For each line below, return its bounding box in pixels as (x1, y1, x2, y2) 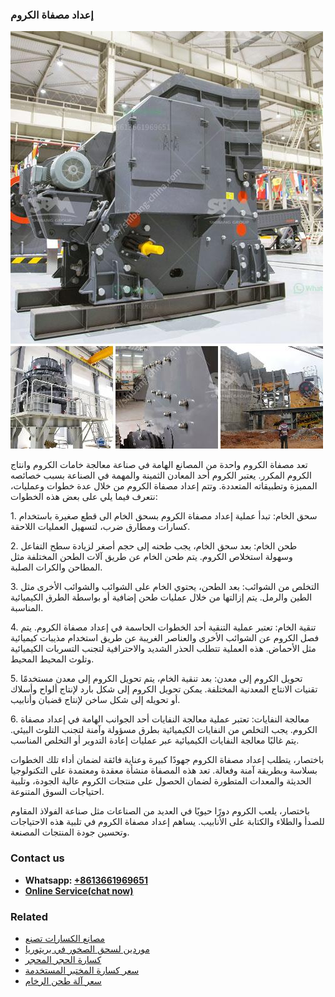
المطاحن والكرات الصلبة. (10, 561, 103, 573)
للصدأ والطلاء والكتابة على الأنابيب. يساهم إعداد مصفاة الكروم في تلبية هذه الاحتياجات (10, 816, 325, 828)
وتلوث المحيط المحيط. (10, 653, 95, 665)
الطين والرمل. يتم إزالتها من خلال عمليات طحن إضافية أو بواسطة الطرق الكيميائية (10, 591, 313, 603)
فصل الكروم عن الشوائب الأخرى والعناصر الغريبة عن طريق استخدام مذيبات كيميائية (10, 632, 320, 644)
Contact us (10, 851, 65, 865)
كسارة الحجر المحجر (24, 953, 102, 965)
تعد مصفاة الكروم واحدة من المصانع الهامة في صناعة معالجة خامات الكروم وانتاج (10, 459, 308, 471)
